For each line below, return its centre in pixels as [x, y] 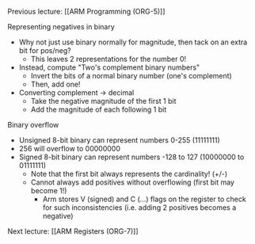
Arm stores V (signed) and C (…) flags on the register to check [144, 199]
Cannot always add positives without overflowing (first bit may [133, 182]
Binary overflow [33, 125]
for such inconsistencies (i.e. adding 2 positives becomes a [139, 208]
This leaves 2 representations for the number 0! [108, 59]
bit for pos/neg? [45, 50]
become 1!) [49, 191]
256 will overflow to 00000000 [69, 149]
